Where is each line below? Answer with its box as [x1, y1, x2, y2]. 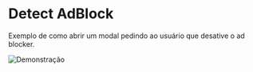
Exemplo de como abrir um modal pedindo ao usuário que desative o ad [8, 31, 245, 40]
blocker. [8, 39, 35, 48]
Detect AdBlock [8, 5, 114, 23]
